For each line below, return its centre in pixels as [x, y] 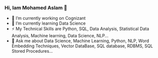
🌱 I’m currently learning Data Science [49, 23]
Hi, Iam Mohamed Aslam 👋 [36, 8]
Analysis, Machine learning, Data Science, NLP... [60, 36]
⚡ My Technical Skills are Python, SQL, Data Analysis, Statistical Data [80, 29]
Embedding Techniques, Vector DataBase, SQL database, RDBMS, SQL [82, 46]
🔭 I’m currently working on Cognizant [49, 18]
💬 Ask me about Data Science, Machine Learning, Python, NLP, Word [80, 41]
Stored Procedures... [32, 51]
